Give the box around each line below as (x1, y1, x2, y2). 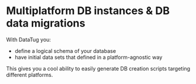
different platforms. (6, 71, 53, 78)
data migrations (6, 16, 86, 30)
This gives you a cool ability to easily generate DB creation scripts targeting (6, 65, 191, 72)
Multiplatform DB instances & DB (6, 4, 170, 18)
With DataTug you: (6, 36, 52, 43)
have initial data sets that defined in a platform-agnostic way (14, 53, 163, 61)
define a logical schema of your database (14, 47, 117, 54)
